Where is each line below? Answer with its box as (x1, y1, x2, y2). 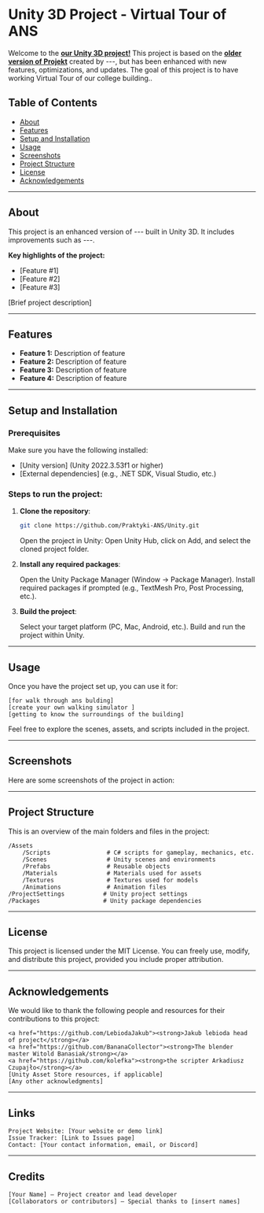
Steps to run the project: (8, 488, 103, 499)
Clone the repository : (19, 506, 91, 516)
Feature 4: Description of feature (19, 374, 127, 383)
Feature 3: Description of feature (19, 365, 127, 375)
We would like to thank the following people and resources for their (8, 1006, 225, 1015)
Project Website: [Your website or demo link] (8, 1127, 163, 1135)
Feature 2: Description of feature (19, 357, 127, 367)
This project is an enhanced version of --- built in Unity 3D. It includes (8, 227, 235, 236)
